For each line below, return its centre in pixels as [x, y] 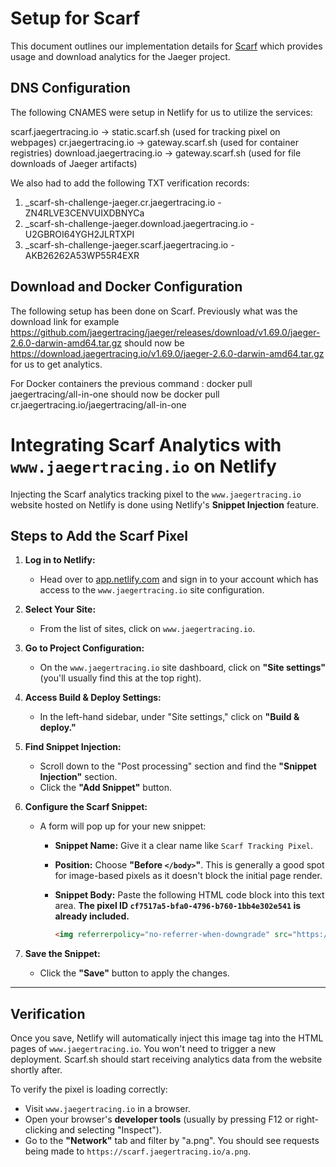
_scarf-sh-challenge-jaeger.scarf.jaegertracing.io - [129, 244]
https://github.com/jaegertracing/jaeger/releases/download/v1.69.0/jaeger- [165, 332]
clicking [41, 1130]
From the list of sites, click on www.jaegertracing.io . [147, 629]
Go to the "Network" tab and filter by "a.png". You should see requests [172, 1140]
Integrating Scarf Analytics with [146, 444]
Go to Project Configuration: [84, 648]
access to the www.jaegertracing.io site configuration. [152, 590]
